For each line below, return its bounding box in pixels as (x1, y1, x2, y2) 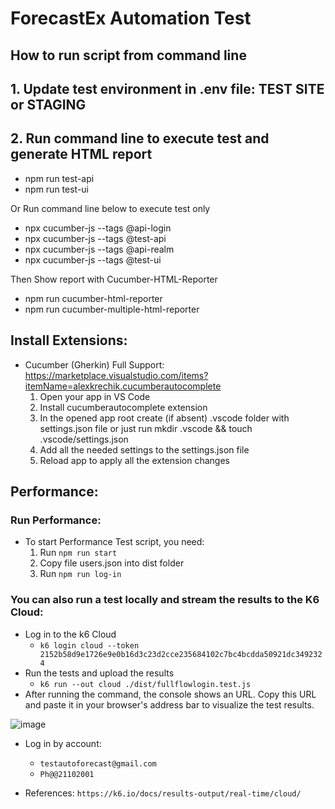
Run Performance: (10, 513, 102, 527)
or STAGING (10, 96, 87, 113)
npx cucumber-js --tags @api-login (24, 222, 172, 234)
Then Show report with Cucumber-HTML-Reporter (10, 273, 218, 285)
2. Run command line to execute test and (10, 130, 270, 147)
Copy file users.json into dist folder (39, 557, 185, 569)
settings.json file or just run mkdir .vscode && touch (39, 422, 253, 434)
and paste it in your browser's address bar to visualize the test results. (24, 698, 315, 711)
